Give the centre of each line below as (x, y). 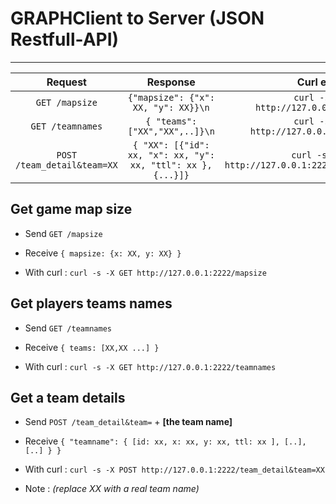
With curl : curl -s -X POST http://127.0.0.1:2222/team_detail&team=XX (174, 469)
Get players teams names (91, 303)
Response (171, 82)
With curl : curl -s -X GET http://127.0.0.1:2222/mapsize (145, 272)
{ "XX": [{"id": (171, 145)
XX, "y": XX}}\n (171, 107)
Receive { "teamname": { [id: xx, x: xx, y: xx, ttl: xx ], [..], (165, 441)
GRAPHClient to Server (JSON (137, 18)
